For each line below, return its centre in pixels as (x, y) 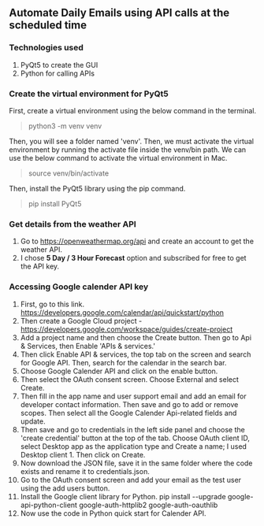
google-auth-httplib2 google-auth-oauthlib (149, 505)
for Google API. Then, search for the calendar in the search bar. (123, 362)
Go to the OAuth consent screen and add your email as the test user (131, 480)
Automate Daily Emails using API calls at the (119, 13)
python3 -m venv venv (65, 126)
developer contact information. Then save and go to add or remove (129, 404)
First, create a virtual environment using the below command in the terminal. (133, 110)
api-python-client (49, 505)
